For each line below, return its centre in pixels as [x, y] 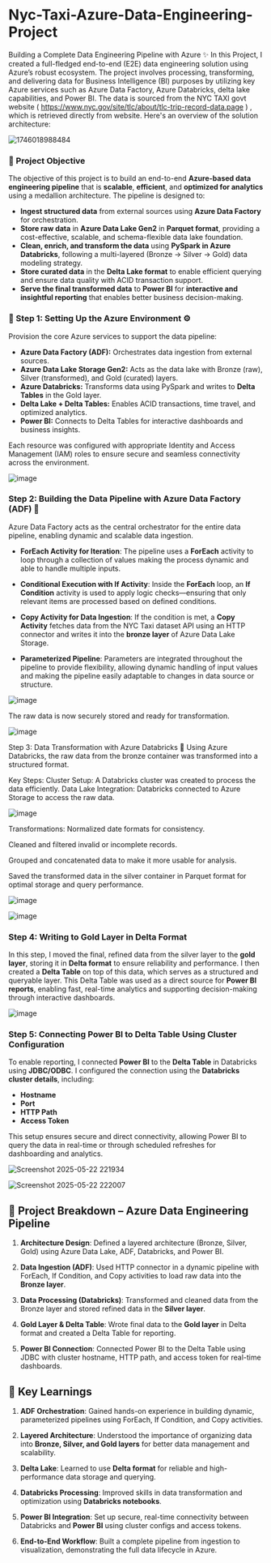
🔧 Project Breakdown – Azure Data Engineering [129, 1211]
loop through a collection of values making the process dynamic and [134, 559]
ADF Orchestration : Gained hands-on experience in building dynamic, [137, 1411]
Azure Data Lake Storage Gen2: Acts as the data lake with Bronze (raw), [141, 369]
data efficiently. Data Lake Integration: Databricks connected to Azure [125, 789]
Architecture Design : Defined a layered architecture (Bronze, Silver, [133, 1243]
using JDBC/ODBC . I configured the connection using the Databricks [124, 1071]
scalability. [38, 1453]
